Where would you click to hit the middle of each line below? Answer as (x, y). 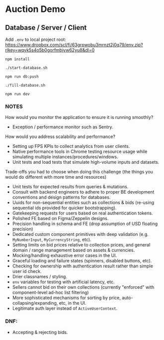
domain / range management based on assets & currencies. (74, 250)
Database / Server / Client (46, 28)
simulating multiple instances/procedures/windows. (65, 157)
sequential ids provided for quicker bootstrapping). (64, 208)
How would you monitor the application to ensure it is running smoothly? (79, 117)
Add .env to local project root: (36, 39)
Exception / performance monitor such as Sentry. (63, 127)
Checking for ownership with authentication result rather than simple (82, 266)
